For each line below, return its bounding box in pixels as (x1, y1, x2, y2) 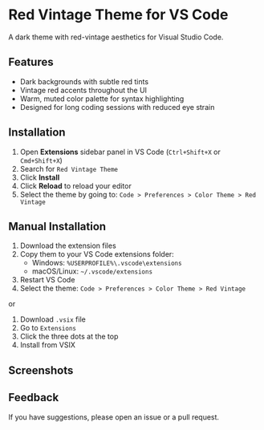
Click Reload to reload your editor (19, 181, 132, 190)
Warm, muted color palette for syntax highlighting (19, 94, 185, 103)
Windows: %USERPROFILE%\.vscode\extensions (31, 258, 182, 268)
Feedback (8, 391, 59, 404)
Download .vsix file (19, 314, 86, 324)
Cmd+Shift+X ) (19, 155, 63, 165)
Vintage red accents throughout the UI (19, 85, 147, 95)
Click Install (19, 172, 60, 182)
